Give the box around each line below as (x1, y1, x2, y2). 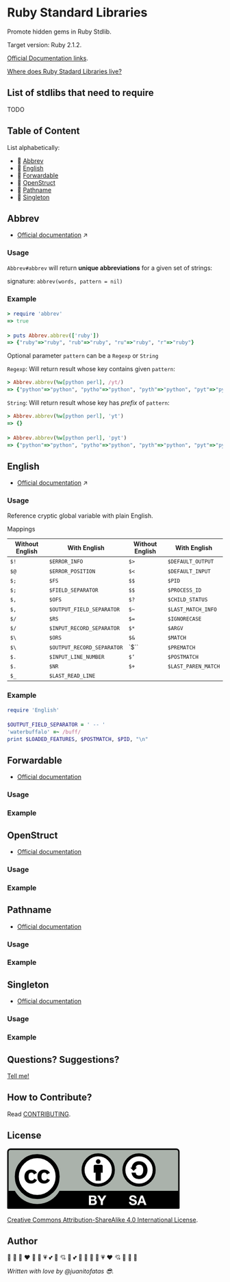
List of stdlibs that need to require (7, 87, 154, 99)
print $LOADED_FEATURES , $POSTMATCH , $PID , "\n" (7, 736, 149, 742)
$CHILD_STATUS (167, 596, 208, 603)
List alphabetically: (7, 143, 60, 151)
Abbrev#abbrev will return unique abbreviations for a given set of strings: (7, 264, 213, 272)
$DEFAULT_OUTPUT (167, 558, 214, 566)
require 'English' (7, 707, 60, 714)
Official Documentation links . (7, 53, 89, 62)
